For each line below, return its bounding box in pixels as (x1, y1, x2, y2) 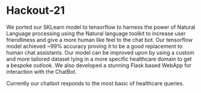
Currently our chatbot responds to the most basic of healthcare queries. (6, 79, 184, 87)
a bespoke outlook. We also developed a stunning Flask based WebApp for (6, 61, 192, 69)
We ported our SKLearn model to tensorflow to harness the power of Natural (6, 23, 196, 31)
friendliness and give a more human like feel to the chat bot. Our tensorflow (6, 36, 193, 43)
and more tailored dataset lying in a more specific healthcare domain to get (6, 55, 192, 62)
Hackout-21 (6, 4, 65, 17)
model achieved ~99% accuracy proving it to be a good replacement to (6, 43, 183, 50)
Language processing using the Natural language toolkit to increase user (6, 29, 186, 37)
